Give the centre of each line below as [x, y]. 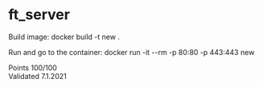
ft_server [39, 15]
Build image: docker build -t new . [64, 37]
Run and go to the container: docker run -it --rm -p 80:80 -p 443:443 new [131, 52]
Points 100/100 [33, 67]
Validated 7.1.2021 [37, 76]
